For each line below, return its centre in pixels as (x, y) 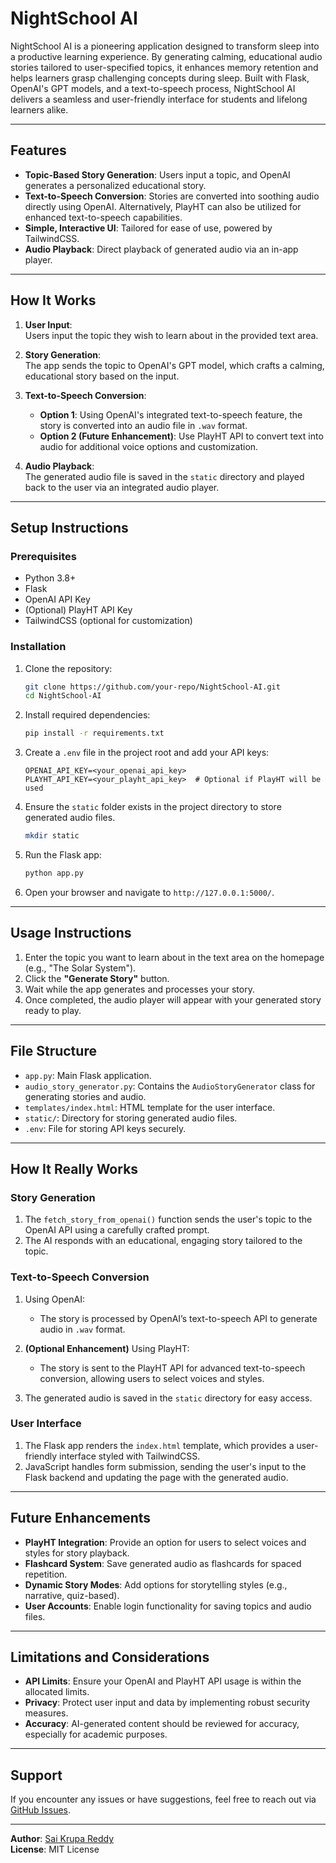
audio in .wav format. (82, 1329)
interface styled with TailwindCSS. (130, 1456)
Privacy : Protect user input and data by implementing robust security (167, 1703)
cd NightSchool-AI (63, 696)
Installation (38, 647)
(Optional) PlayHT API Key (78, 610)
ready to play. (53, 1010)
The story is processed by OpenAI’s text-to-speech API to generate (178, 1318)
